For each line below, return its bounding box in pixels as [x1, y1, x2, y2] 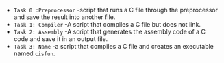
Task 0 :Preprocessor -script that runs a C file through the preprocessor [13, 6, 218, 14]
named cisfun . [13, 49, 55, 58]
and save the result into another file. [13, 13, 116, 21]
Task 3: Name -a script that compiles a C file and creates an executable [13, 42, 214, 50]
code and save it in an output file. [13, 35, 108, 43]
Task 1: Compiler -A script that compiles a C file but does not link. [13, 21, 201, 28]
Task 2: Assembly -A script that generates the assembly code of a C [13, 27, 206, 36]
